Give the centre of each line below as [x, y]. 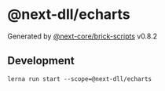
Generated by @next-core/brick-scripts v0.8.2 [82, 36]
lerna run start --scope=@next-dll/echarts [80, 79]
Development [41, 61]
